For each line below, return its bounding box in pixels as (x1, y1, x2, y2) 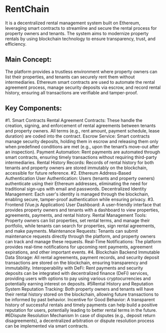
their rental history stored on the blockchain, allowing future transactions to (5, 291, 159, 297)
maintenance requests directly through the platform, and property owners (5, 233, 156, 239)
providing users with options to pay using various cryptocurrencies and (5, 275, 151, 281)
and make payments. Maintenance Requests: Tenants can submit (5, 228, 138, 234)
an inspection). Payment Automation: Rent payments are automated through (5, 149, 160, 155)
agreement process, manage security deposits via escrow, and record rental (5, 84, 161, 90)
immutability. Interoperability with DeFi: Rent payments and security (5, 265, 143, 271)
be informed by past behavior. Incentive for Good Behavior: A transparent (5, 296, 155, 302)
